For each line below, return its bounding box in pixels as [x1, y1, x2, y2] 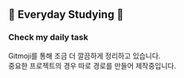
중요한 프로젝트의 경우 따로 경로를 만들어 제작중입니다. [8, 60, 177, 70]
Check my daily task [8, 32, 89, 43]
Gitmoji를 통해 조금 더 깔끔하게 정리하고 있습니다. [8, 51, 161, 60]
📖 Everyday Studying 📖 [8, 8, 124, 21]
